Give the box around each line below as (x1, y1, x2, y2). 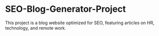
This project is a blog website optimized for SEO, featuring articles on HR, (5, 20, 155, 26)
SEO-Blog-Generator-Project (5, 3, 126, 15)
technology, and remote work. (5, 25, 66, 31)
